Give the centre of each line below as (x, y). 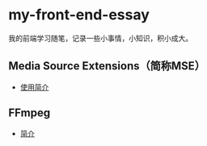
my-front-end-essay (79, 15)
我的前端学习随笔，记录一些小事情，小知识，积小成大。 (100, 38)
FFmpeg (30, 113)
